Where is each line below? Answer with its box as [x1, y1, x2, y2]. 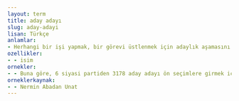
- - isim [7, 57, 33, 64]
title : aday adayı [7, 17, 62, 24]
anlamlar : [7, 37, 37, 44]
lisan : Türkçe [7, 30, 50, 38]
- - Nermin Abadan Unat [7, 83, 78, 90]
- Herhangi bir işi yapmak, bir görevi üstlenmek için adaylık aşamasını [7, 43, 231, 51]
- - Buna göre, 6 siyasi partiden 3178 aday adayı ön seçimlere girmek [7, 70, 224, 77]
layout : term [7, 10, 46, 18]
